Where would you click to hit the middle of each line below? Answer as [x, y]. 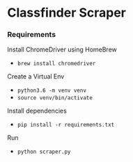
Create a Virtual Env [36, 76]
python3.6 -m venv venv [52, 91]
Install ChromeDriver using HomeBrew [62, 49]
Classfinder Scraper [67, 13]
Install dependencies [37, 111]
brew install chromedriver [56, 64]
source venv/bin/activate [55, 98]
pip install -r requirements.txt [66, 125]
